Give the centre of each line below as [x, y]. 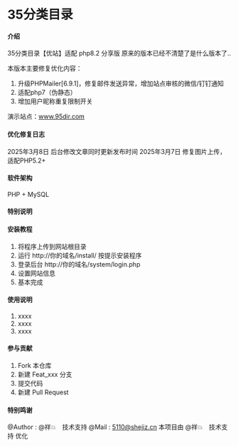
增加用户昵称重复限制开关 [55, 101]
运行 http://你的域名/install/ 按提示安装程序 [80, 255]
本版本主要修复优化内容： [45, 68]
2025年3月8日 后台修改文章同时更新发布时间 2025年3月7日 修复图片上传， [117, 151]
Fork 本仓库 [34, 365]
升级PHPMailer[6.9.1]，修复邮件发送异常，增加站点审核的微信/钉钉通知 [121, 83]
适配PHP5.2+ [27, 160]
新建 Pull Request [43, 392]
